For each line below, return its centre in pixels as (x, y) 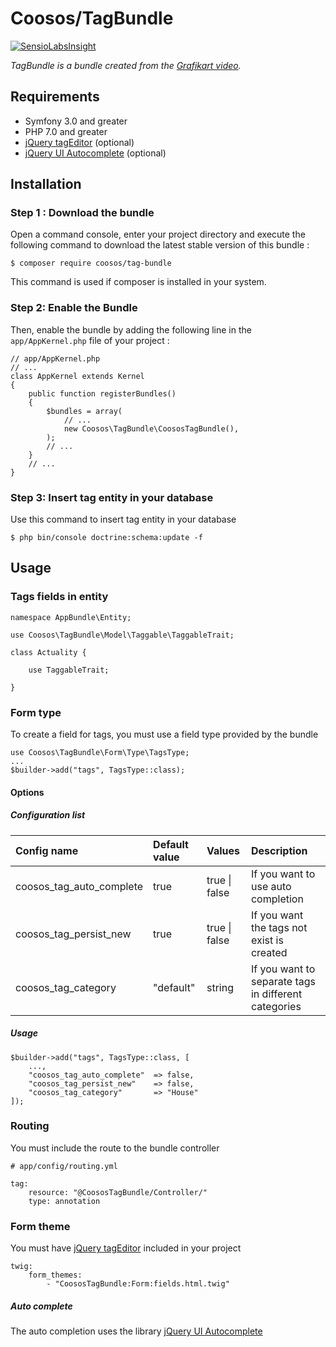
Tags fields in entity (59, 597)
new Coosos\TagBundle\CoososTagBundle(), (151, 428)
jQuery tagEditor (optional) (79, 142)
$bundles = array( (84, 411)
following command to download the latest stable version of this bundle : (160, 245)
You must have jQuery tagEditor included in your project (126, 1248)
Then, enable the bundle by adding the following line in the (131, 329)
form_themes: (55, 1275)
